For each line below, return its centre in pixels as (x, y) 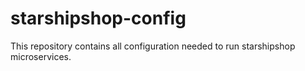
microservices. (41, 56)
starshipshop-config (98, 18)
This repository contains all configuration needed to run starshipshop (153, 46)
